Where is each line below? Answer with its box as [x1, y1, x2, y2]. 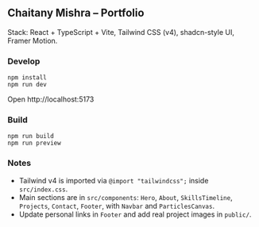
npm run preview [7, 139, 61, 148]
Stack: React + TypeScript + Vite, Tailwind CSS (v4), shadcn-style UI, [7, 27, 235, 37]
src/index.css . [18, 184, 68, 194]
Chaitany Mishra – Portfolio [7, 6, 145, 20]
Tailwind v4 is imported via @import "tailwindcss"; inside [18, 175, 209, 185]
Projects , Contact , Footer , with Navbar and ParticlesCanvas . [18, 201, 215, 210]
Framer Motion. [7, 36, 58, 45]
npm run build [7, 133, 55, 140]
